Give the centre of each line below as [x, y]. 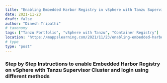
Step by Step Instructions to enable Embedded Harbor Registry [83, 64]
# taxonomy [16, 28]
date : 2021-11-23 [23, 14]
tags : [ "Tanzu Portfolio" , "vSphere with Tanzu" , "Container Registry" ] [82, 33]
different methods [27, 76]
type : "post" [19, 46]
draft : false [19, 19]
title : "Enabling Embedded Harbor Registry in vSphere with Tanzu [75, 10]
